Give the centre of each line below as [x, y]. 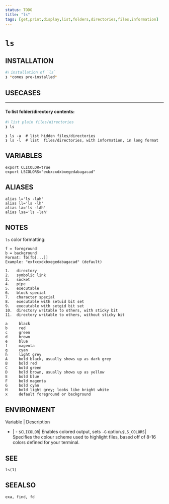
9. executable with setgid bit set [45, 306]
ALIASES [19, 187]
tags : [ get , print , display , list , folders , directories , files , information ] [82, 19]
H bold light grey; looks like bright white [57, 390]
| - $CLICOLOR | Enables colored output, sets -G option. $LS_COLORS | [79, 432]
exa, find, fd [20, 497]
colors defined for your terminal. [46, 443]
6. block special [26, 293]
